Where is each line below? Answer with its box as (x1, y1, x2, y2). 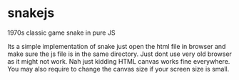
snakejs (7, 5, 55, 21)
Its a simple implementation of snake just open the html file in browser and (7, 42, 226, 50)
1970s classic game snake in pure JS (7, 28, 116, 37)
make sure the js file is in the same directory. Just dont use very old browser (7, 50, 232, 58)
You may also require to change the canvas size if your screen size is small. (7, 64, 230, 73)
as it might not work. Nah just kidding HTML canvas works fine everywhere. (7, 57, 230, 65)
